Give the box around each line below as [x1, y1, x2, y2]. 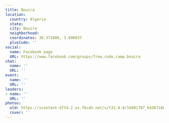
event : [5, 73, 19, 78]
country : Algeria [10, 17, 46, 22]
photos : [5, 101, 22, 106]
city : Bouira [10, 26, 37, 31]
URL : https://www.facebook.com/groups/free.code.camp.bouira [10, 54, 141, 59]
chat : [5, 59, 17, 64]
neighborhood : [10, 31, 39, 36]
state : [10, 21, 24, 27]
